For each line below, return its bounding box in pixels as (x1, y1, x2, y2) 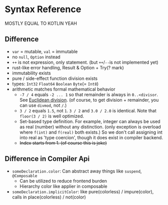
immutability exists (12, 70, 51, 76)
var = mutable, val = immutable (12, 48, 78, 54)
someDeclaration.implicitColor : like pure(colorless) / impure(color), (12, 188, 154, 194)
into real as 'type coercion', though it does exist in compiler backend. (19, 134, 163, 140)
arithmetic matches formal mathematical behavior (12, 86, 116, 92)
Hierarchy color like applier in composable (19, 183, 107, 189)
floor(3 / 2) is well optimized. (19, 113, 84, 119)
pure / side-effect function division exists (12, 75, 98, 81)
